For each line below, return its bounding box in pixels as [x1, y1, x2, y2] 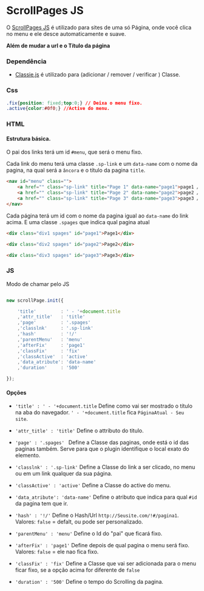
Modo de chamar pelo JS [6, 280, 70, 287]
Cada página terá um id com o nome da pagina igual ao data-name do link [6, 212, 189, 219]
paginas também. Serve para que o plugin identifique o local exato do [15, 445, 189, 453]
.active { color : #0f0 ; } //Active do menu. [6, 106, 110, 112]
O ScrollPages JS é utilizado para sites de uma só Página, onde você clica [6, 24, 192, 31]
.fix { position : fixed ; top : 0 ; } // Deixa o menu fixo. [6, 100, 143, 106]
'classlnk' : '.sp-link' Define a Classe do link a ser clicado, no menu [15, 463, 195, 471]
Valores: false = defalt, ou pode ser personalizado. [15, 518, 143, 525]
